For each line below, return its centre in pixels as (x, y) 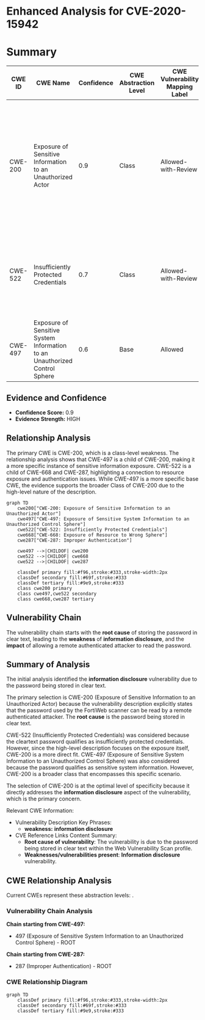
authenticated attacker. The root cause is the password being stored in (95, 717)
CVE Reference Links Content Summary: (66, 835)
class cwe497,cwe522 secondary (57, 594)
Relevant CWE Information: (40, 811)
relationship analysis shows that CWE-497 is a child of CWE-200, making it (101, 459)
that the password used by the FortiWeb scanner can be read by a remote (99, 710)
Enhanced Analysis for (65, 11)
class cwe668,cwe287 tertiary (56, 599)
